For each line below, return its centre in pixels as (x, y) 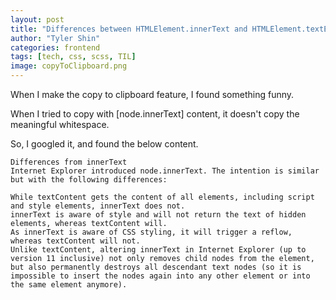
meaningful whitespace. (60, 124)
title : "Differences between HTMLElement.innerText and (129, 29)
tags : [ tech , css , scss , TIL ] (73, 57)
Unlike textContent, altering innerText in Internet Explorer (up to (158, 250)
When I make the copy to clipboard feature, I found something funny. (152, 94)
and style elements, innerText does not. (98, 206)
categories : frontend (55, 47)
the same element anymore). (69, 285)
